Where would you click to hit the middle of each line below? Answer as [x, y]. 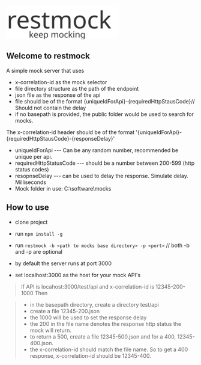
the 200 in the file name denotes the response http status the [106, 324]
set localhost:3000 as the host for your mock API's [78, 275]
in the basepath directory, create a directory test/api [94, 304]
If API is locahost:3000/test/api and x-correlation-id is [88, 286]
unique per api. [34, 156]
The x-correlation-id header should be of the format [70, 132]
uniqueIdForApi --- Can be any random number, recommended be [97, 150]
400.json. [42, 343]
